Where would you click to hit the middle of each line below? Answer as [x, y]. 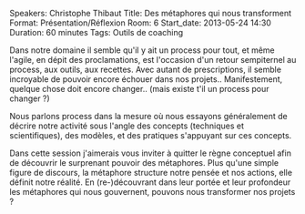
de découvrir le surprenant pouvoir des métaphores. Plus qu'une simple [144, 163]
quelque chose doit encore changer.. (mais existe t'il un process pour [140, 89]
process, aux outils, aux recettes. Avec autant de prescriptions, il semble [146, 69]
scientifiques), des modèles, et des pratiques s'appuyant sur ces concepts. [151, 135]
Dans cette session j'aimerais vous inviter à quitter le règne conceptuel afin [150, 153]
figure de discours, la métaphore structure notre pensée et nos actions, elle [151, 173]
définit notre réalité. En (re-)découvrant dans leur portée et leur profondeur [150, 182]
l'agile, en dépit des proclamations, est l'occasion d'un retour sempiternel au [153, 60]
